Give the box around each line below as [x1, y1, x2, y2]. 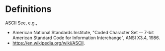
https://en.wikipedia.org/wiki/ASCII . [12, 40, 85, 46]
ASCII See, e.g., [5, 20, 37, 26]
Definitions [5, 3, 52, 15]
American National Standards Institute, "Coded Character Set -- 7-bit [12, 29, 154, 35]
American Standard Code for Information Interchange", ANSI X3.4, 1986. [12, 35, 161, 41]
